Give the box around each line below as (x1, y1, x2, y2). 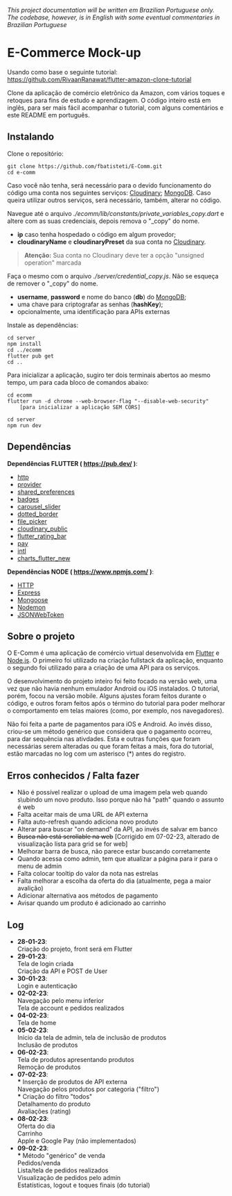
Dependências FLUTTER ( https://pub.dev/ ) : (7, 459, 138, 467)
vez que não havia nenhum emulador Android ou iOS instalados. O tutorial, (7, 684, 220, 693)
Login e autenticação (17, 982, 78, 990)
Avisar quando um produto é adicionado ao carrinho (17, 899, 166, 907)
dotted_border (17, 510, 59, 518)
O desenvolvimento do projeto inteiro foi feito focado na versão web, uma (7, 677, 217, 686)
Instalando (7, 131, 54, 143)
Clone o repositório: (7, 149, 64, 158)
